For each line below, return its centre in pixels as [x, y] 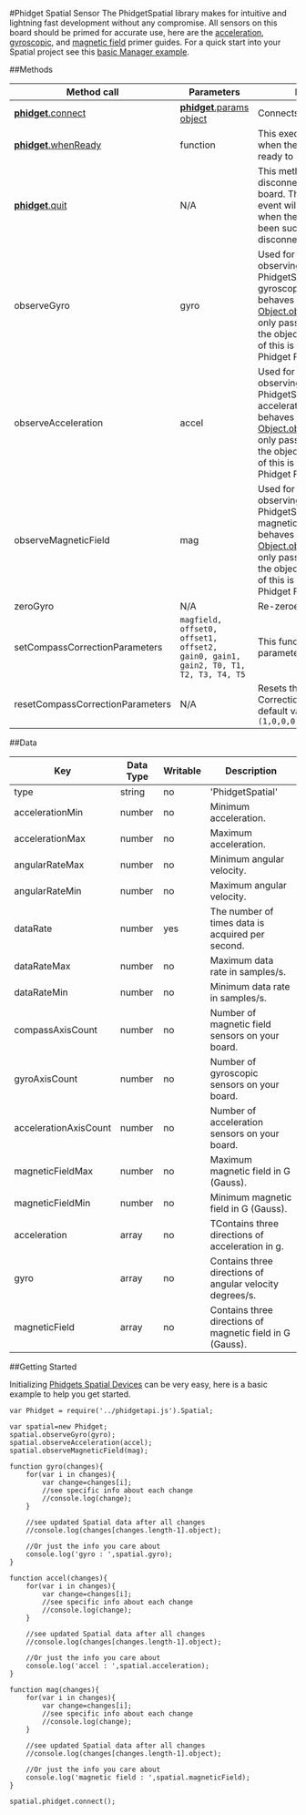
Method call [92, 92]
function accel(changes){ [58, 1578]
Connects [279, 113]
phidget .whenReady [58, 145]
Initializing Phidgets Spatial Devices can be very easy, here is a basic [139, 1384]
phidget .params [214, 107]
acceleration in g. [247, 1246]
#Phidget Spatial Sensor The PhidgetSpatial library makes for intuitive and [148, 13]
